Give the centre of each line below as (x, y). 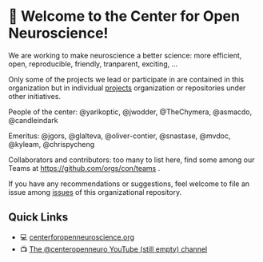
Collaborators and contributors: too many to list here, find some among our (131, 160)
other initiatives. (35, 96)
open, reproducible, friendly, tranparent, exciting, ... (93, 64)
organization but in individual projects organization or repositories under (127, 88)
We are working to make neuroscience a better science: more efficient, (125, 55)
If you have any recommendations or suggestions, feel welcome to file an (129, 184)
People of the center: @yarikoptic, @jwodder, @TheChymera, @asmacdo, (130, 112)
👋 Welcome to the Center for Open (124, 16)
